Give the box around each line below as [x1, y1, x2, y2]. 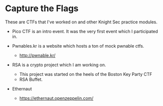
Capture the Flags [5, 3, 79, 14]
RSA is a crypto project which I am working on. [12, 62, 106, 68]
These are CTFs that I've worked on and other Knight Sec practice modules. [5, 19, 158, 25]
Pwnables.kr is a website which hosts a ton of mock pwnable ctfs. [12, 43, 145, 49]
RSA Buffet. [19, 76, 43, 82]
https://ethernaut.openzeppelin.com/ [19, 95, 93, 101]
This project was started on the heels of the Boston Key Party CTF [19, 71, 152, 77]
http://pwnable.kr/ [19, 52, 56, 58]
